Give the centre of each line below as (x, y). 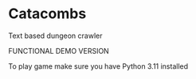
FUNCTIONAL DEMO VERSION (59, 51)
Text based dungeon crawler (55, 36)
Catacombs (47, 14)
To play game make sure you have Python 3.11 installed (98, 66)
